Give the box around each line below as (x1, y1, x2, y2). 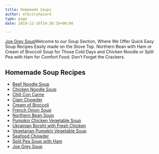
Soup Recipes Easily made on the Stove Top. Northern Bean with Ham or (5, 44, 152, 49)
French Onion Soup (12, 107, 52, 113)
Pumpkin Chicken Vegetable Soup (12, 118, 81, 124)
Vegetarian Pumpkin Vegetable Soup (12, 128, 87, 134)
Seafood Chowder (12, 133, 49, 139)
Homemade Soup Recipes (5, 68, 86, 76)
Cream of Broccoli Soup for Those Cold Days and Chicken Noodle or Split (5, 49, 154, 55)
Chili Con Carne (12, 91, 45, 98)
